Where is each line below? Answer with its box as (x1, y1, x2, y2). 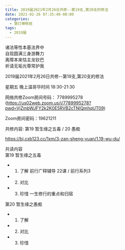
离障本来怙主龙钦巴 (5, 57, 44, 62)
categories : (5, 16, 30, 21)
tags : (5, 26, 16, 31)
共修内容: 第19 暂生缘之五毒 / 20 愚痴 (5, 126, 81, 131)
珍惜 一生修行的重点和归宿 (19, 191, 73, 197)
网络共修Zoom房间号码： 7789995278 (5, 94, 83, 100)
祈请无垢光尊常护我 (5, 63, 44, 69)
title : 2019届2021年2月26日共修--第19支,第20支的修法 (5, 7, 109, 12)
